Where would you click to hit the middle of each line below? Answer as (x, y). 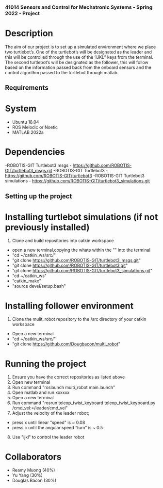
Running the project (46, 364)
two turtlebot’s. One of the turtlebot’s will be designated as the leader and (78, 52)
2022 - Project (23, 13)
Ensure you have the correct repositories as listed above (68, 377)
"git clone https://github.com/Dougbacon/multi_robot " (66, 344)
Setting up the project (39, 196)
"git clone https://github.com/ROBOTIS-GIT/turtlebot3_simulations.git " (82, 271)
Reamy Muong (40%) (33, 470)
